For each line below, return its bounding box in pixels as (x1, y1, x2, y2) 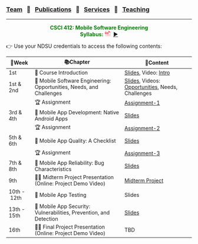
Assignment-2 (124, 124, 160, 131)
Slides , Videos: (124, 77, 160, 84)
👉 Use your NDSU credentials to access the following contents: (6, 42, 162, 50)
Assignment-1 (124, 100, 160, 107)
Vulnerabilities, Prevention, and (34, 209, 110, 216)
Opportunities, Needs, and (34, 84, 98, 91)
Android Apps (34, 115, 68, 122)
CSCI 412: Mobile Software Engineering (49, 24, 148, 31)
